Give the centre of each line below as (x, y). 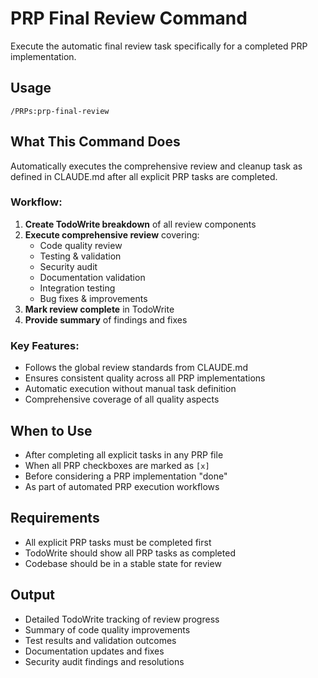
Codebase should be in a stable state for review (123, 563)
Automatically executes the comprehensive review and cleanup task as (156, 166)
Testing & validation (80, 256)
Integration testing (77, 288)
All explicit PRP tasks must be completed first (118, 542)
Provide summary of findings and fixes (106, 319)
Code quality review (81, 245)
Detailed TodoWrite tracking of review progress (122, 619)
